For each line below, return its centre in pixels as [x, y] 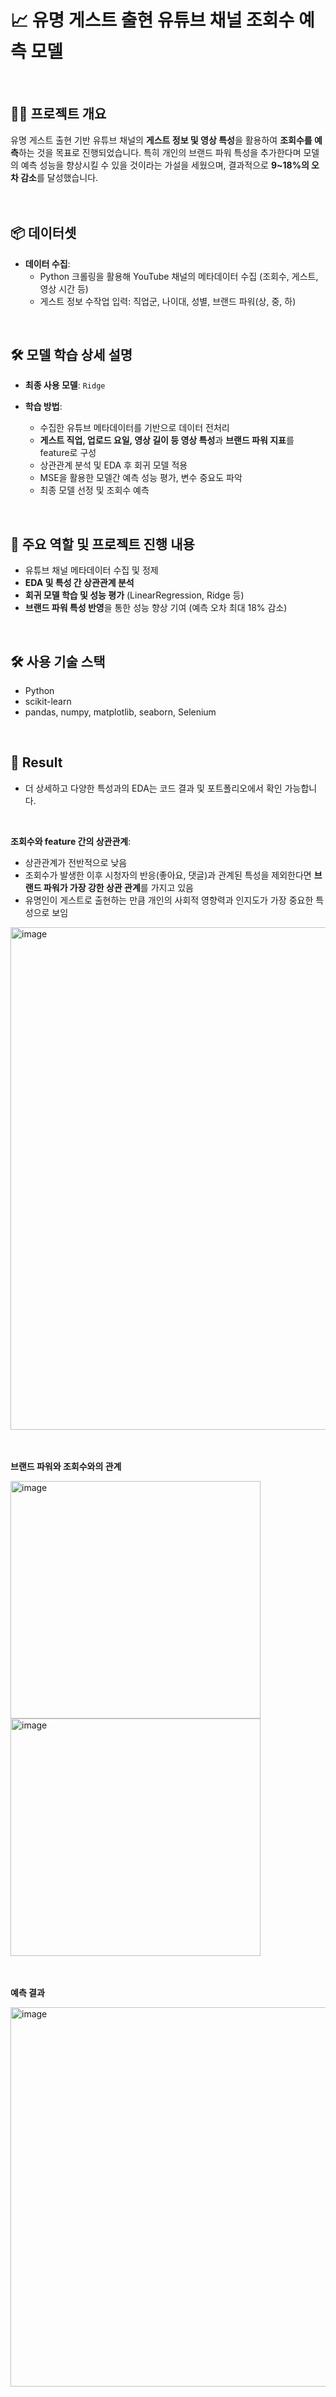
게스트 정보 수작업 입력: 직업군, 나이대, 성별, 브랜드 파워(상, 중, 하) [168, 301]
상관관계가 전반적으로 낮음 [76, 862]
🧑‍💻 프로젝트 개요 [58, 114]
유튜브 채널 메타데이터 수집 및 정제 [91, 570]
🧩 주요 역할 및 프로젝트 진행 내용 [102, 544]
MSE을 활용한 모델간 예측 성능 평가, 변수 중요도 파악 [141, 478]
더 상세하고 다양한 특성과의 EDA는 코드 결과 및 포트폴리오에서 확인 [153, 788]
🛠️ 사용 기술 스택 [58, 661]
